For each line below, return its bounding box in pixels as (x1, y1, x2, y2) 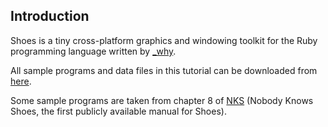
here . (10, 75, 32, 87)
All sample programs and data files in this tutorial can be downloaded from (10, 64, 318, 76)
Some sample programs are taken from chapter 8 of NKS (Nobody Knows (10, 94, 314, 106)
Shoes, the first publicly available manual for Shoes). (10, 105, 227, 117)
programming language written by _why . (10, 45, 177, 57)
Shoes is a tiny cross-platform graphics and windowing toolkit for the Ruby (10, 34, 318, 46)
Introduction (10, 8, 90, 25)
